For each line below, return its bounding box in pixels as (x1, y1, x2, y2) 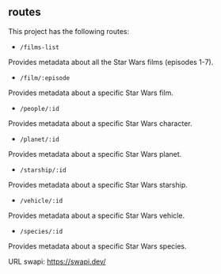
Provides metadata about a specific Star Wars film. (8, 88, 174, 97)
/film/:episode (19, 74, 70, 82)
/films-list (19, 43, 59, 51)
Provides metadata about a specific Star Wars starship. (8, 180, 188, 189)
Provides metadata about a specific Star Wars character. (8, 118, 192, 128)
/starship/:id (19, 166, 67, 174)
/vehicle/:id (19, 196, 63, 204)
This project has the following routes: (8, 26, 130, 36)
